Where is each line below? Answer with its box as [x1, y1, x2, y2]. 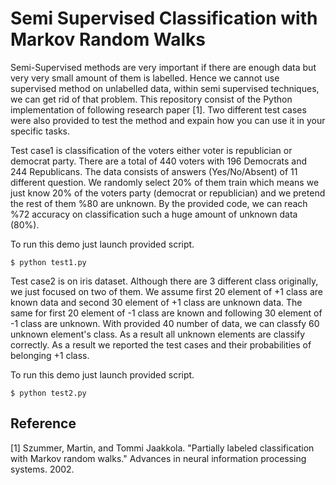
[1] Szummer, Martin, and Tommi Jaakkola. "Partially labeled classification [10, 442, 315, 454]
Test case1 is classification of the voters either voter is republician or [10, 144, 293, 156]
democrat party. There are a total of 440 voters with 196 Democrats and [10, 155, 307, 167]
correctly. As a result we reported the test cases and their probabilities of [10, 338, 312, 351]
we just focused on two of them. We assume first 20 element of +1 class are [10, 285, 323, 297]
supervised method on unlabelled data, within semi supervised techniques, [10, 82, 320, 94]
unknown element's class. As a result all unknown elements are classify [10, 328, 306, 340]
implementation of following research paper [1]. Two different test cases [10, 103, 307, 116]
